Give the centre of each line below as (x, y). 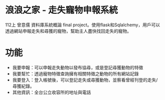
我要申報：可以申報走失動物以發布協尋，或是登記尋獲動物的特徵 (78, 67)
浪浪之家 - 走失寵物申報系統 (62, 10)
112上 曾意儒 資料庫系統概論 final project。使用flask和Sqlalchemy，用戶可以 (82, 25)
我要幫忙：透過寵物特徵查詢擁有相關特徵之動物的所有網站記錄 (76, 74)
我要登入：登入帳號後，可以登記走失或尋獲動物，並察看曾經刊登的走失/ (85, 80)
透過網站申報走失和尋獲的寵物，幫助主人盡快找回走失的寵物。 (68, 31)
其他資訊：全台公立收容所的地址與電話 (51, 92)
